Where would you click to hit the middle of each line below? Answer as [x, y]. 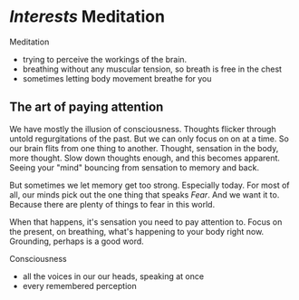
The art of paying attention [87, 107]
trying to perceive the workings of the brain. [105, 59]
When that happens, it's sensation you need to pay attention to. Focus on [146, 222]
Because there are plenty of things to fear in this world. [112, 204]
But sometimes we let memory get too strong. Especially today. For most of [149, 185]
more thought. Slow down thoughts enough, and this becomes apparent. [145, 158]
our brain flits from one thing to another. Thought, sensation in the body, [144, 148]
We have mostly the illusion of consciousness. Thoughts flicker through [143, 129]
